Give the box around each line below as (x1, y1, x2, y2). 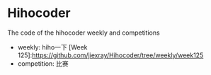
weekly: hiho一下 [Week (17, 42, 88, 51)
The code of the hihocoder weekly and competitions (7, 28, 161, 37)
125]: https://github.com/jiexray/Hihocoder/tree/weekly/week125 (17, 51, 204, 59)
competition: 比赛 (17, 59, 69, 68)
